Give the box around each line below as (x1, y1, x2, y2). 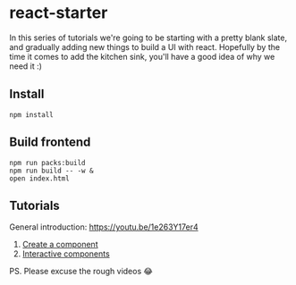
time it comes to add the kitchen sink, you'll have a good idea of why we (9, 51, 275, 62)
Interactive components (21, 248, 110, 259)
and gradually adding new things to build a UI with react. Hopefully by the (9, 41, 280, 52)
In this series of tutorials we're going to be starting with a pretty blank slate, (9, 32, 288, 43)
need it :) (9, 61, 43, 71)
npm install (9, 110, 54, 119)
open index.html (9, 173, 70, 183)
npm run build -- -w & (9, 166, 94, 175)
